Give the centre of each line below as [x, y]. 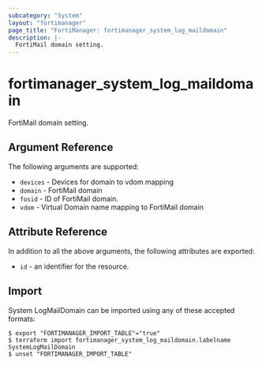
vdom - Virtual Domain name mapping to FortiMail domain [111, 207]
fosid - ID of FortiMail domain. [69, 198]
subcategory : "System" [45, 15]
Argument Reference [61, 147]
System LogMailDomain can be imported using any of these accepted [122, 310]
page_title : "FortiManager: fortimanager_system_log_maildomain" [118, 30]
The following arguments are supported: [74, 166]
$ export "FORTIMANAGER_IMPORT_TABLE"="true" [84, 333]
